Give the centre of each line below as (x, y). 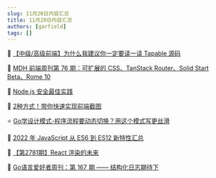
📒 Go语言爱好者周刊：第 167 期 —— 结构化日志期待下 (83, 168)
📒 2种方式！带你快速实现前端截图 (54, 106)
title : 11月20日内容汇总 (40, 20)
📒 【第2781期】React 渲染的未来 (53, 152)
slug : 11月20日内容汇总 (38, 14)
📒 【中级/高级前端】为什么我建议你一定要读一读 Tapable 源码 (94, 53)
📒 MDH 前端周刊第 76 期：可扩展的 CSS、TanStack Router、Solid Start (108, 68)
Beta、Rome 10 (29, 77)
